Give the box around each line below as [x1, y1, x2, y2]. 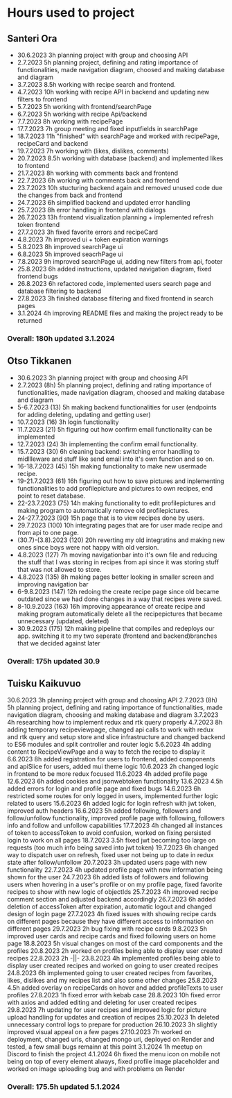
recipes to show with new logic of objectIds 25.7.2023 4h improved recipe [7, 888, 219, 896]
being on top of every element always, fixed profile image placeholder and [7, 1057, 220, 1066]
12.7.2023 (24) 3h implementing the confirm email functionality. [17, 439, 199, 448]
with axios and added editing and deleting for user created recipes [7, 998, 197, 1007]
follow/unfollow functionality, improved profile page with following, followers [7, 814, 225, 822]
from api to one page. [17, 528, 80, 537]
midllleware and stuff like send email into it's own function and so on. [17, 455, 215, 463]
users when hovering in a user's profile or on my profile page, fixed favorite [7, 880, 223, 889]
